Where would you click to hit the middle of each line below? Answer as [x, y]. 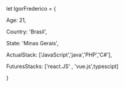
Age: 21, [16, 20]
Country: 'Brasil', [27, 32]
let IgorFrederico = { [31, 9]
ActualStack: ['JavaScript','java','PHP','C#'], [59, 55]
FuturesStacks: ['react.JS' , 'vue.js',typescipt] [62, 66]
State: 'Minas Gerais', [32, 43]
